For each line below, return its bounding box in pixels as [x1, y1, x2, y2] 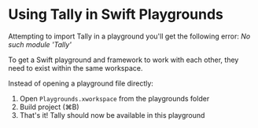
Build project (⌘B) [19, 102, 79, 112]
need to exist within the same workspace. [8, 63, 143, 72]
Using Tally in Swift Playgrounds [8, 5, 224, 24]
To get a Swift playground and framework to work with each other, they [8, 55, 239, 64]
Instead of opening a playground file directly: [8, 79, 153, 88]
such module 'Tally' [8, 39, 72, 49]
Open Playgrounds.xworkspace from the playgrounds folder [19, 93, 210, 103]
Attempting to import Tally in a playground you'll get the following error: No [8, 31, 251, 41]
